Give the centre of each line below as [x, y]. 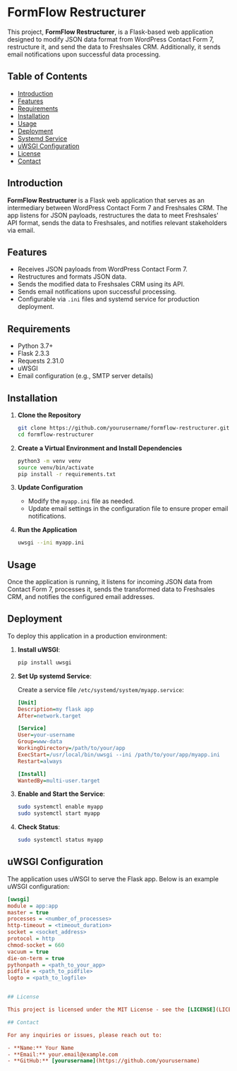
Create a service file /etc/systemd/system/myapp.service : [101, 689]
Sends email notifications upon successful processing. [97, 292]
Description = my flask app [55, 709]
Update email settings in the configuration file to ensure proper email [128, 509]
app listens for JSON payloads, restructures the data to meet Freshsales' [113, 215]
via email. [21, 230]
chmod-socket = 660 [36, 945]
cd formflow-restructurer [55, 435]
